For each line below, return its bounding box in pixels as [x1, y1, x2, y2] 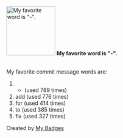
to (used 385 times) [15, 106, 65, 113]
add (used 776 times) [15, 93, 69, 100]
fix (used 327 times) [15, 113, 66, 120]
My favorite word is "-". [56, 50, 118, 57]
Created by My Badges [6, 125, 64, 131]
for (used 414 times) [15, 99, 66, 107]
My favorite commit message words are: [6, 68, 108, 75]
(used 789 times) [24, 86, 67, 94]
